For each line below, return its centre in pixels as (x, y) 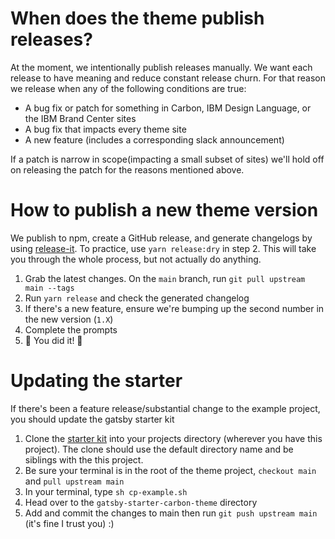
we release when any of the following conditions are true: (128, 88)
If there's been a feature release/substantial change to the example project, (165, 408)
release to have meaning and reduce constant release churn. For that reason (168, 78)
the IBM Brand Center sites (80, 118)
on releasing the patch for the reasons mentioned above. (127, 169)
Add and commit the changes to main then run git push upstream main (171, 513)
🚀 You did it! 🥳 (53, 340)
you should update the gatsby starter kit (92, 419)
